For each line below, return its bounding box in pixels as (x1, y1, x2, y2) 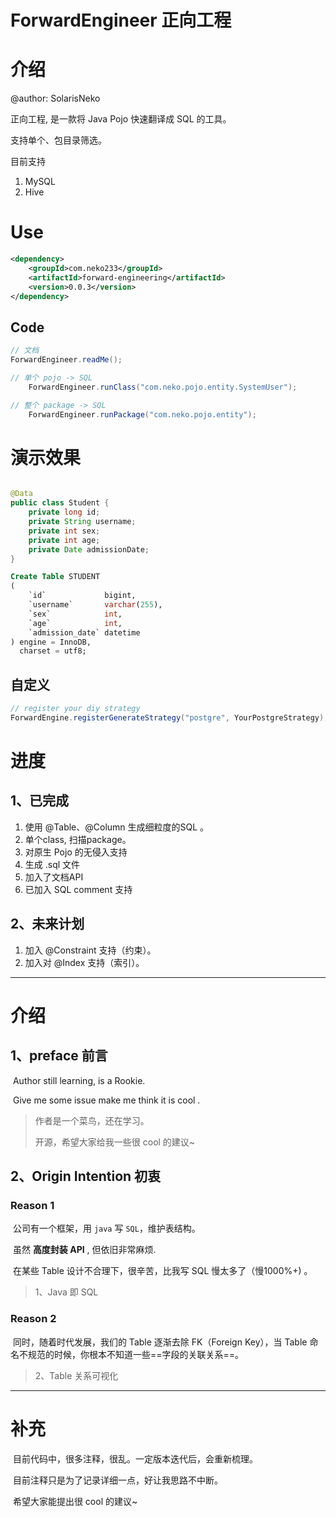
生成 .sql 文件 (24, 858, 81, 870)
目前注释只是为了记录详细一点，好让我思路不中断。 (12, 1474, 223, 1486)
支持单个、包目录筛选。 (10, 134, 107, 146)
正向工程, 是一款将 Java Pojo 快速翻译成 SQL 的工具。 (10, 113, 232, 125)
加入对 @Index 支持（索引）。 (24, 956, 145, 968)
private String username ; (28, 517, 137, 527)
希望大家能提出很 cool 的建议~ (12, 1495, 138, 1507)
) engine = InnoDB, (10, 637, 92, 647)
